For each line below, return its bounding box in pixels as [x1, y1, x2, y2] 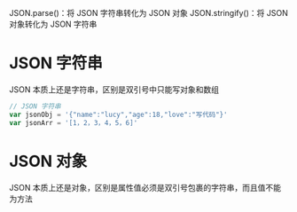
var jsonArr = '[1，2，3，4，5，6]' [9, 118, 138, 127]
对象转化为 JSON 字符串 [9, 19, 98, 29]
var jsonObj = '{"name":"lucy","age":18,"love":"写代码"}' [9, 110, 228, 119]
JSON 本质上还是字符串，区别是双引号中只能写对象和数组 [9, 83, 220, 95]
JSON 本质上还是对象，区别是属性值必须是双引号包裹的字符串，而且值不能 [9, 182, 282, 192]
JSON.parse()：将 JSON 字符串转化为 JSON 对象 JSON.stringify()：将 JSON [9, 8, 288, 18]
